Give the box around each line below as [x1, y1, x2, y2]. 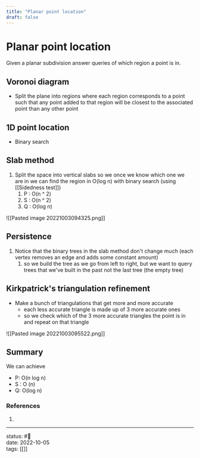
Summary [6, 347, 43, 357]
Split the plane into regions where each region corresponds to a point [14, 93, 185, 100]
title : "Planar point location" [6, 8, 86, 15]
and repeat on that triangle [23, 318, 89, 325]
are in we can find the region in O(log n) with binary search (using [14, 177, 176, 184]
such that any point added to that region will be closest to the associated [14, 99, 193, 106]
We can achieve [6, 363, 46, 370]
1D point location [6, 123, 70, 133]
